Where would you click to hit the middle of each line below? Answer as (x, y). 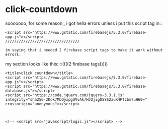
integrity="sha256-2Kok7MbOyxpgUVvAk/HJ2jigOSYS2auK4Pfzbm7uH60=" (76, 99)
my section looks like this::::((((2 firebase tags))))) (57, 63)
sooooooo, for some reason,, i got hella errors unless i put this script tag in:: (84, 23)
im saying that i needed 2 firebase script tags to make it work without (84, 50)
